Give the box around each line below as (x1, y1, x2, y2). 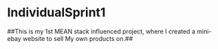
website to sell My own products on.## (23, 34, 133, 42)
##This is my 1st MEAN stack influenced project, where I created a (7, 27, 196, 35)
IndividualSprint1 (7, 5, 106, 20)
